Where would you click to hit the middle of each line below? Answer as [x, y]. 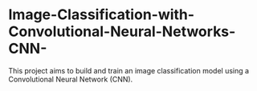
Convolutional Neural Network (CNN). [71, 79]
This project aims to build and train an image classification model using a [129, 70]
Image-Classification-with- [102, 15]
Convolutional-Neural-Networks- [122, 32]
